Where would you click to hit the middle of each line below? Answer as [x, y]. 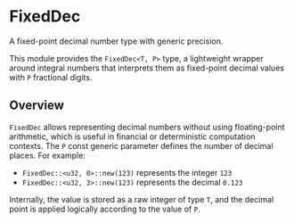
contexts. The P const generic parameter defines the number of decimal [141, 145]
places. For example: [48, 155]
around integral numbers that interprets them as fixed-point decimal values [147, 68]
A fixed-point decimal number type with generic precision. [116, 41]
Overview [37, 106]
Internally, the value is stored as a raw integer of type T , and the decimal [142, 199]
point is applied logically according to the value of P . [105, 209]
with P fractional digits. [51, 77]
